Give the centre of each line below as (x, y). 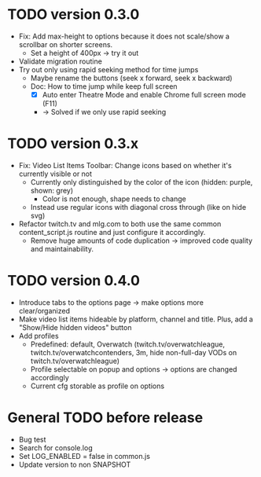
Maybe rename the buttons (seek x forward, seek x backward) (131, 78)
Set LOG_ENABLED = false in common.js (85, 456)
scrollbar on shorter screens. (66, 44)
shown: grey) (52, 190)
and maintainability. (62, 248)
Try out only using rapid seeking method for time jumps (108, 69)
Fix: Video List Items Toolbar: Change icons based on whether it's (125, 165)
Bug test (32, 439)
